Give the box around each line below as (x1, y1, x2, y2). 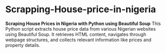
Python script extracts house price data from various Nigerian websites (5, 25, 156, 32)
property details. (5, 42, 40, 48)
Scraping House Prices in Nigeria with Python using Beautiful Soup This (5, 20, 161, 26)
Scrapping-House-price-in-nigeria (5, 4, 156, 15)
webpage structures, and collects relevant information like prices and (5, 37, 152, 43)
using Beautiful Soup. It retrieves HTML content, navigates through (5, 31, 147, 37)
